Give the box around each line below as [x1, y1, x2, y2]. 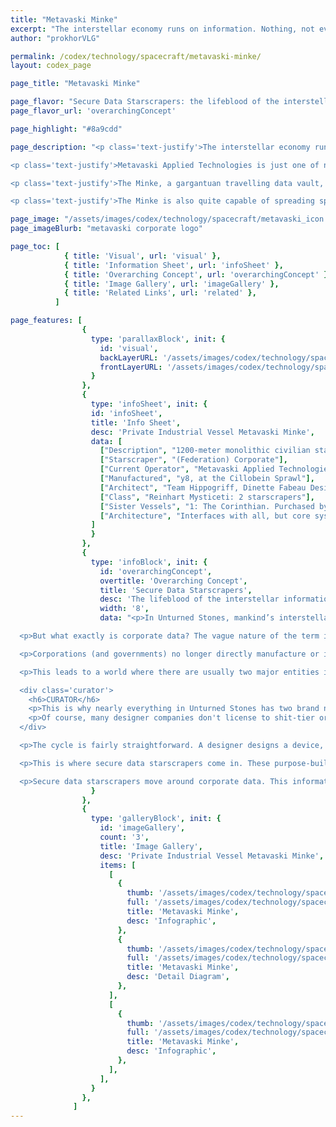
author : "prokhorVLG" [10, 33, 101, 43]
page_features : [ [10, 316, 83, 326]
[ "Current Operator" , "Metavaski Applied [99, 464, 275, 475]
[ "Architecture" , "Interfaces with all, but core [99, 511, 311, 521]
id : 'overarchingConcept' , [99, 566, 213, 576]
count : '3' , [99, 832, 150, 842]
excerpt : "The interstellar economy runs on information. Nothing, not [10, 24, 315, 34]
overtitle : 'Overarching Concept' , [99, 576, 248, 586]
